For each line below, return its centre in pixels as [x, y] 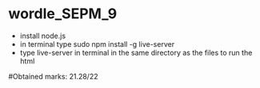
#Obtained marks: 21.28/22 [53, 76]
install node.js [43, 36]
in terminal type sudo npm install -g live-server [97, 44]
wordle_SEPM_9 [63, 14]
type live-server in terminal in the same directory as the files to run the [136, 52]
